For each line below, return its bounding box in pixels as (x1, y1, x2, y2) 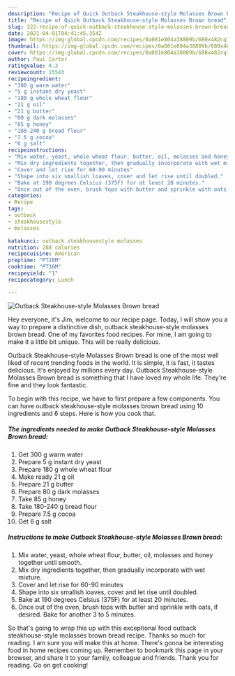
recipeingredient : (8, 75, 61, 82)
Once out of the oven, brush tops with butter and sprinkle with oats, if (17, 603, 218, 611)
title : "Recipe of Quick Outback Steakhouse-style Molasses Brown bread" (8, 17, 227, 24)
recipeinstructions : (8, 147, 68, 154)
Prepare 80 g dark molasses (17, 487, 100, 496)
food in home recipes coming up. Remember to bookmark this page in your (8, 646, 224, 654)
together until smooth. (17, 558, 82, 566)
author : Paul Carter (8, 56, 68, 63)
